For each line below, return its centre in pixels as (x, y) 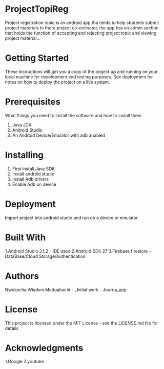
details (12, 328)
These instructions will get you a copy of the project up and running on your (81, 72)
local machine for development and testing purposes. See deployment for (79, 76)
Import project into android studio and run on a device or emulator (72, 218)
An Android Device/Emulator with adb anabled (59, 135)
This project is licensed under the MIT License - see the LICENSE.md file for (82, 323)
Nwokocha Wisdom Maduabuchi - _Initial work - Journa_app (66, 290)
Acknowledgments (44, 348)
